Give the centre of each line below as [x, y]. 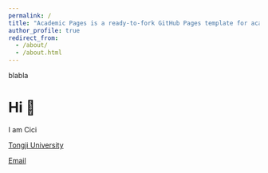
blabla [18, 75]
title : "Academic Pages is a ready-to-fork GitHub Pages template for [128, 23]
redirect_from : [33, 38]
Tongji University [36, 145]
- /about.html [39, 53]
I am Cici [23, 129]
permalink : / [30, 16]
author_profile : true [44, 30]
